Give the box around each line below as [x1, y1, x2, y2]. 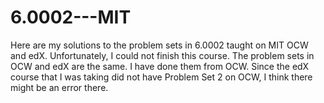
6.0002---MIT [10, 6, 132, 29]
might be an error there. [10, 81, 109, 93]
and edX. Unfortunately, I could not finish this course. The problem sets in [10, 49, 315, 61]
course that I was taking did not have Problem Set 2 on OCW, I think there [10, 71, 313, 83]
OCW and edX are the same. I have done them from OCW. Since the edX [10, 60, 310, 72]
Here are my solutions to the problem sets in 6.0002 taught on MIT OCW [10, 39, 309, 51]
